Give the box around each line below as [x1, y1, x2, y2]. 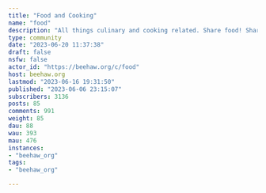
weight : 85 [8, 115, 44, 123]
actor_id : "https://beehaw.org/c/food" [8, 63, 140, 71]
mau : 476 [8, 136, 37, 145]
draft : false [8, 48, 51, 56]
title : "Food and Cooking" [8, 11, 97, 20]
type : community [8, 33, 62, 42]
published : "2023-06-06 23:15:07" [8, 85, 123, 93]
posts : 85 [8, 100, 41, 108]
